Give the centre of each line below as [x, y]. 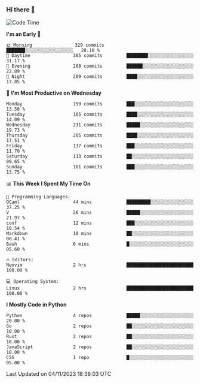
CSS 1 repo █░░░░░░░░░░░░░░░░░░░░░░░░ [100, 358]
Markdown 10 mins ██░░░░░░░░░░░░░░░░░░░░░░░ [100, 234]
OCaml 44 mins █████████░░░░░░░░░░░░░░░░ [100, 202]
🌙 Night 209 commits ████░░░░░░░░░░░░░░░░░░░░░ [100, 77]
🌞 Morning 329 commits [55, 45]
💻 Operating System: [33, 282]
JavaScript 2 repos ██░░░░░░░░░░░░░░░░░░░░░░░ [100, 347]
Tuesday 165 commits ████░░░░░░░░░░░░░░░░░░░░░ [100, 114]
